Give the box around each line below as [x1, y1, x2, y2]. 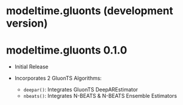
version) [6, 17, 48, 30]
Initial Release [14, 63, 49, 70]
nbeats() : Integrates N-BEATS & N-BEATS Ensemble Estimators [23, 93, 178, 100]
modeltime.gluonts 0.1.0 [6, 44, 128, 57]
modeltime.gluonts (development [6, 4, 174, 18]
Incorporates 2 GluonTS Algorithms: [14, 75, 102, 82]
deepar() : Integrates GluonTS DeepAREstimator [23, 86, 138, 93]
